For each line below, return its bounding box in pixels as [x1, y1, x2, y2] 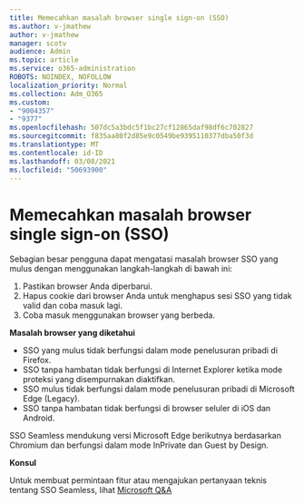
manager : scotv [9, 38, 67, 48]
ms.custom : [9, 97, 51, 107]
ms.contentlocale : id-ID [9, 148, 103, 157]
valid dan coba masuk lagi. [22, 301, 123, 311]
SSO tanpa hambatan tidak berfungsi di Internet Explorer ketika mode [22, 364, 283, 375]
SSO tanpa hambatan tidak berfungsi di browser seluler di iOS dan [22, 403, 271, 414]
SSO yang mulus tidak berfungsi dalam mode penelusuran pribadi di [22, 345, 279, 356]
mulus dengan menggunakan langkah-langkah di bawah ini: [9, 263, 233, 274]
